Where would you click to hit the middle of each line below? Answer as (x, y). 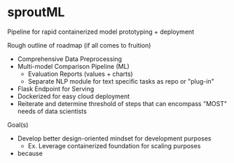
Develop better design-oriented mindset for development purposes (114, 138)
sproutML (36, 12)
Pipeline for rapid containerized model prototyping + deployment (101, 32)
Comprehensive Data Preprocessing (70, 59)
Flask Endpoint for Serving (56, 89)
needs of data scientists (52, 111)
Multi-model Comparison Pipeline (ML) (73, 66)
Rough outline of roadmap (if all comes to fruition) (79, 45)
